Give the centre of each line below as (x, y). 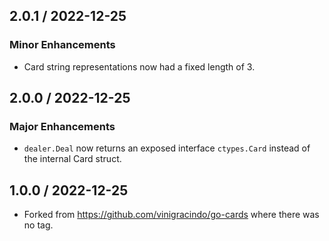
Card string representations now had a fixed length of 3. (139, 66)
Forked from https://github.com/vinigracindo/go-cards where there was (171, 215)
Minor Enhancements (62, 45)
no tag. (38, 225)
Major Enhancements (62, 126)
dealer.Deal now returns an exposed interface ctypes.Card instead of (167, 148)
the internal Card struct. (72, 159)
